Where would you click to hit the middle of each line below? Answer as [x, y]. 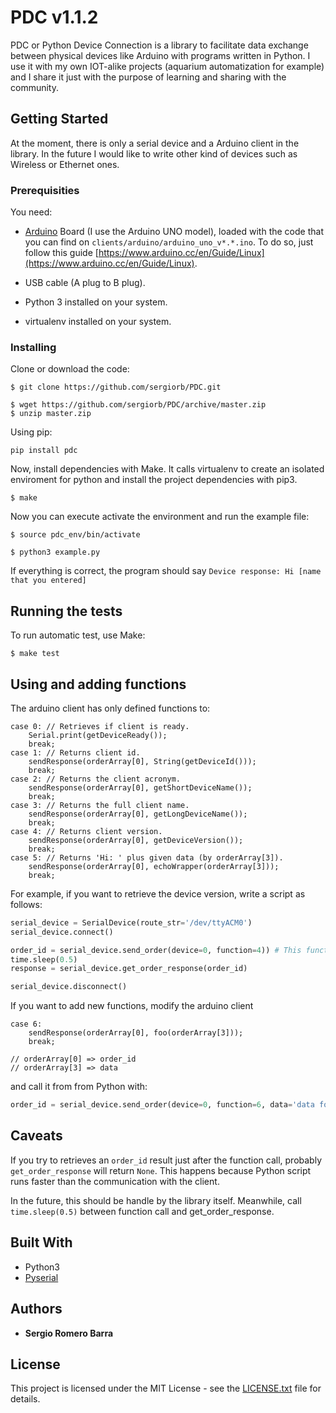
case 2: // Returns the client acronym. [96, 779]
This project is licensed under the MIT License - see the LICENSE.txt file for [166, 1388]
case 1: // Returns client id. [75, 752]
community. [34, 87]
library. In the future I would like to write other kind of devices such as [154, 153]
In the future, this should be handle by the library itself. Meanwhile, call [156, 1200]
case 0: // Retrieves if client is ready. [100, 726]
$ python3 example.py [55, 552]
